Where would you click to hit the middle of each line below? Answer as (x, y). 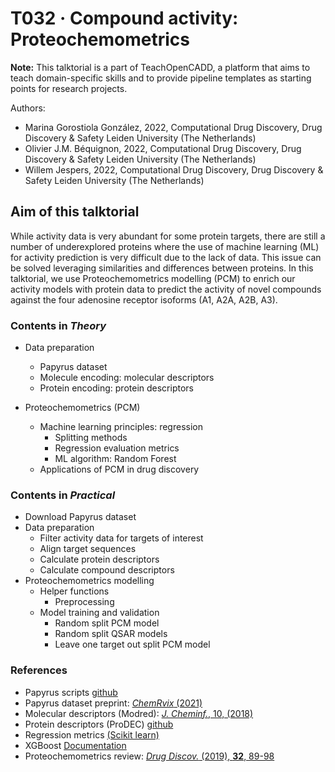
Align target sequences (88, 549)
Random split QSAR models (111, 634)
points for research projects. (69, 88)
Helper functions (74, 591)
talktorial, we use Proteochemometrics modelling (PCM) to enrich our (153, 278)
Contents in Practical (63, 495)
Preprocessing (84, 602)
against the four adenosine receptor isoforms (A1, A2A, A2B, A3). (144, 299)
